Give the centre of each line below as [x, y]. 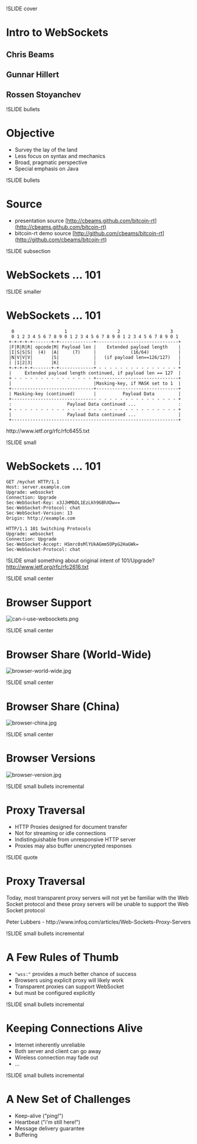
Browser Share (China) [63, 706]
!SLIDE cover [22, 9]
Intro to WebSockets [57, 33]
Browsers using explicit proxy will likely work [69, 981]
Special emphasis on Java [46, 168]
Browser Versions [51, 759]
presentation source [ [41, 220]
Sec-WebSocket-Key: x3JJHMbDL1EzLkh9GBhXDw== [63, 503]
